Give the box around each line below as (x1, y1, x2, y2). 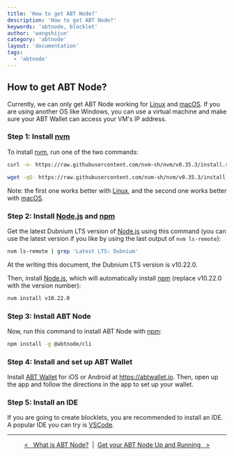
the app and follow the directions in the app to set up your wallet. (7, 380, 194, 388)
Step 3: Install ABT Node (7, 311, 92, 321)
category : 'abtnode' (7, 36, 68, 43)
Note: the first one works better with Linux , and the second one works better (7, 186, 227, 195)
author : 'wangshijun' (7, 29, 70, 37)
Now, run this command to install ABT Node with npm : (7, 327, 162, 335)
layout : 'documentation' (7, 42, 79, 49)
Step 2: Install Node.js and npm (7, 211, 116, 221)
